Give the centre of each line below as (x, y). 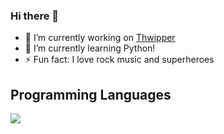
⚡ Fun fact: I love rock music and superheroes (119, 60)
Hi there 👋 (35, 16)
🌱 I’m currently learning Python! (90, 48)
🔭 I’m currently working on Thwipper (100, 38)
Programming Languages (91, 94)
